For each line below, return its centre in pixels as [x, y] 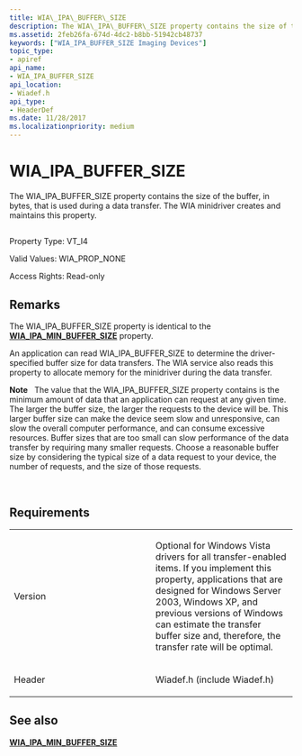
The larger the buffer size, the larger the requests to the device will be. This [149, 409]
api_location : [36, 85]
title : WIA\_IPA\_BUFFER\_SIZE [68, 18]
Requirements [49, 512]
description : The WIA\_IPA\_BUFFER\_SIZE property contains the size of [148, 26]
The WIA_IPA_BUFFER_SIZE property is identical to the [110, 326]
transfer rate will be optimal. [215, 647]
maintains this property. [53, 215]
